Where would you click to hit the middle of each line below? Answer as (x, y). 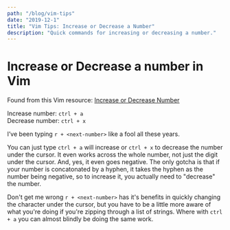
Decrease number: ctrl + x (47, 121)
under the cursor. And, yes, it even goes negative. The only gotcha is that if (113, 162)
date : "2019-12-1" (33, 20)
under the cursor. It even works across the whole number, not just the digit (113, 154)
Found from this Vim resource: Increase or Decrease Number (93, 100)
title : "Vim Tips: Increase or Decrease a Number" (81, 26)
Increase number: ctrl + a (45, 113)
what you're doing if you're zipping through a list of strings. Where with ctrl (115, 212)
